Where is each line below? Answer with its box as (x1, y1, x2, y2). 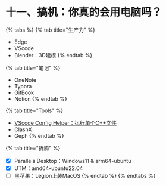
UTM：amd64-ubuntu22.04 (14, 165, 83, 172)
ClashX (14, 126, 32, 133)
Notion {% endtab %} (14, 95, 67, 102)
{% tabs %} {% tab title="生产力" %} (5, 26, 96, 33)
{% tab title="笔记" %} (5, 64, 61, 72)
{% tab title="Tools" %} (5, 107, 64, 114)
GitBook (14, 89, 34, 96)
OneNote (14, 76, 37, 84)
